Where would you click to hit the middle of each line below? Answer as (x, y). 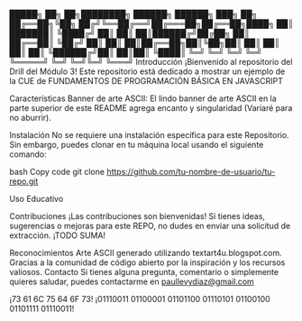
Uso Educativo (37, 199)
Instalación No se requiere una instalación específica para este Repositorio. (150, 135)
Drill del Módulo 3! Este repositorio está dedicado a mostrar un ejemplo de (147, 71)
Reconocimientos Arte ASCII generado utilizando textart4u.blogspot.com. (146, 253)
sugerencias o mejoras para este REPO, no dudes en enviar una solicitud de (150, 226)
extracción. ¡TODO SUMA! (58, 235)
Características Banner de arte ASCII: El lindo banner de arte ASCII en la (143, 98)
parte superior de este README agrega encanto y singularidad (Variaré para (151, 108)
